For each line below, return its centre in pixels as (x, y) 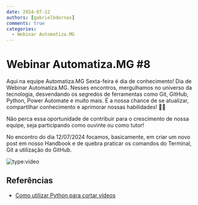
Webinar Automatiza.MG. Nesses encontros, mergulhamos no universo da (99, 88)
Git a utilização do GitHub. (39, 150)
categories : (21, 29)
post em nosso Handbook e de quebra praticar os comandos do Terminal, (99, 144)
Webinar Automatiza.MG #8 (79, 65)
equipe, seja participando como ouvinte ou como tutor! (75, 126)
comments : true (26, 23)
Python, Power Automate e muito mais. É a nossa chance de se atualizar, (97, 101)
